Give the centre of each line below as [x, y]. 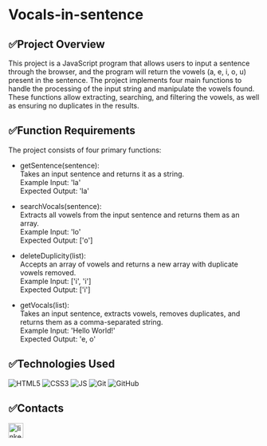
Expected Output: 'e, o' [58, 339]
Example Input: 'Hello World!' [67, 330]
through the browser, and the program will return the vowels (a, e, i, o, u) [128, 72]
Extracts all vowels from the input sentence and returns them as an [130, 215]
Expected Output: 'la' [55, 191]
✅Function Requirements [72, 130]
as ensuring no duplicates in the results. [74, 106]
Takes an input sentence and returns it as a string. [102, 174]
